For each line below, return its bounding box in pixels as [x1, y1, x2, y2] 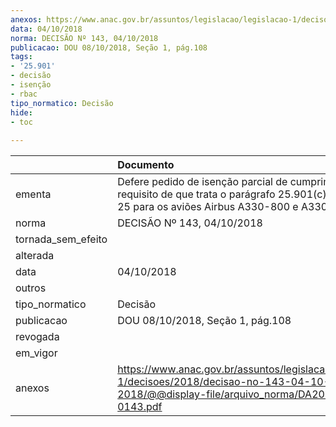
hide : [10, 107, 33, 118]
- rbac [10, 89, 38, 99]
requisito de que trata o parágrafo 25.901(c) [117, 187, 327, 201]
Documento [117, 158, 175, 172]
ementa [15, 187, 52, 201]
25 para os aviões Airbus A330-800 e [117, 200, 299, 214]
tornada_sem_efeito [15, 232, 108, 246]
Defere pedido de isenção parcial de [117, 175, 288, 189]
